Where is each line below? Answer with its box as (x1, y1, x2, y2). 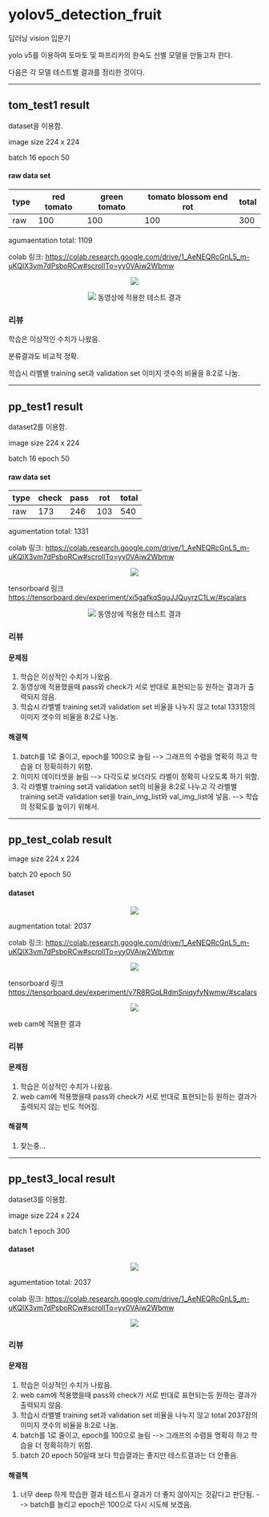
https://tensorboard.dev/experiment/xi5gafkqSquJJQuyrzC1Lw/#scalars (8, 592, 247, 603)
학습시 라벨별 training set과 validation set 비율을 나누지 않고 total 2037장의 (19, 1410, 259, 1420)
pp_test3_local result (8, 1172, 116, 1186)
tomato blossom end (147, 191, 228, 202)
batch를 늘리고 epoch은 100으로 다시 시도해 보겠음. (30, 1499, 192, 1510)
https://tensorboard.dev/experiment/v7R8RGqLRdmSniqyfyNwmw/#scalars (8, 987, 258, 997)
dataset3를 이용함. (8, 1194, 68, 1204)
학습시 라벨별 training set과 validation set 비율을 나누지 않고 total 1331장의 (19, 702, 255, 712)
